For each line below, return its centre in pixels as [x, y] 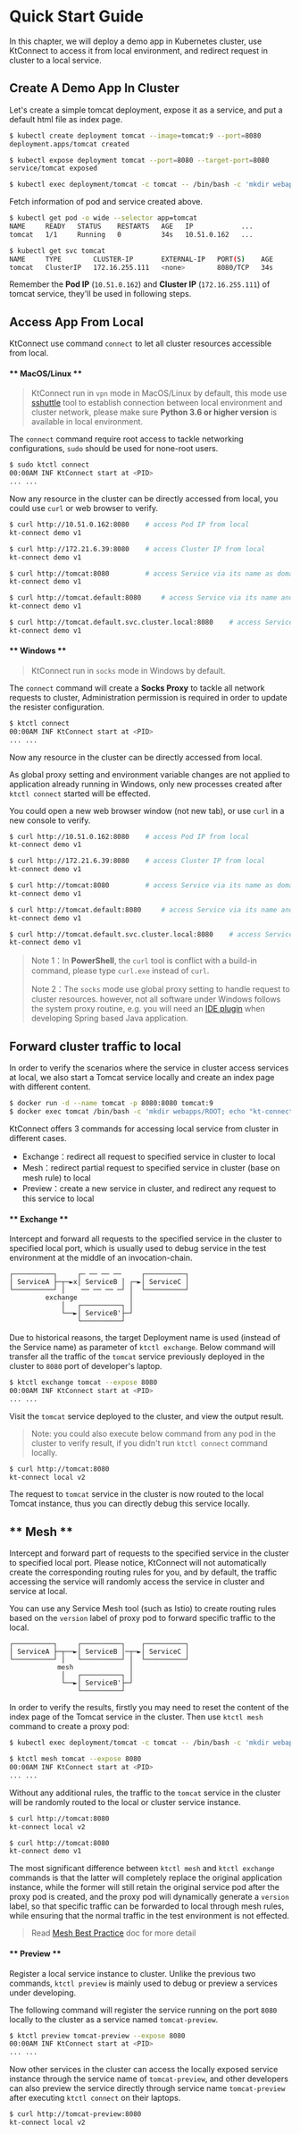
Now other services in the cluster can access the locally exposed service [144, 2070]
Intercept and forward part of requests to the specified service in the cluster [149, 1553]
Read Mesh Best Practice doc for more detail [113, 1933]
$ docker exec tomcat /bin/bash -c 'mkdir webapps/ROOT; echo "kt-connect [151, 1112]
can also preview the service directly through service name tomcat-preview [147, 2088]
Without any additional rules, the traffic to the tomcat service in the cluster [145, 1793]
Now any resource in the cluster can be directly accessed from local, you [144, 499]
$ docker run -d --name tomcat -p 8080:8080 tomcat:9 [112, 1104]
